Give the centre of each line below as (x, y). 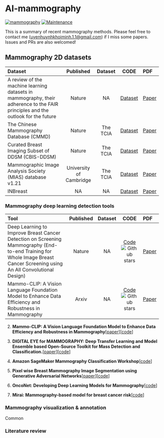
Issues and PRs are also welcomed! (41, 42)
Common (14, 418)
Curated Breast (25, 144)
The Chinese (22, 124)
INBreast (18, 191)
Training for (39, 252)
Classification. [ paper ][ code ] (41, 352)
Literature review (26, 431)
